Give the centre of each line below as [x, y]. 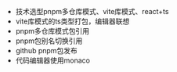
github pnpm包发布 [47, 50]
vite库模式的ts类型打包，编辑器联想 [72, 21]
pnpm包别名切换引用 [49, 41]
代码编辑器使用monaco [52, 60]
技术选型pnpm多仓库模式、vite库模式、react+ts [92, 11]
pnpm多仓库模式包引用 [52, 31]
